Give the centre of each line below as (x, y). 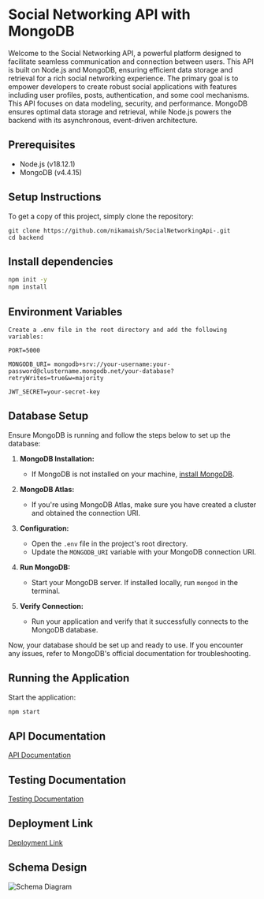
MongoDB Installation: (57, 458)
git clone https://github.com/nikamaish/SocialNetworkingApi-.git (119, 230)
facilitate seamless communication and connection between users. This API (131, 62)
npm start (24, 711)
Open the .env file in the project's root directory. (110, 543)
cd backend (26, 237)
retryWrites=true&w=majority (56, 378)
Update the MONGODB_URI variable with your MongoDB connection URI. (144, 552)
